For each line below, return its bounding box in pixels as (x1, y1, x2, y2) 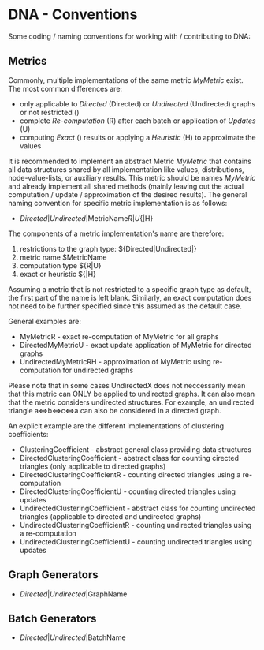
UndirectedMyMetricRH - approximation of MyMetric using (19, 357, 211, 366)
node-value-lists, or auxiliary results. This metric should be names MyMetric (8, 173, 256, 182)
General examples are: (8, 316, 81, 326)
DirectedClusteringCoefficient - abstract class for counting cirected (19, 453, 239, 462)
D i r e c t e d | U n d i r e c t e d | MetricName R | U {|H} (19, 213, 154, 222)
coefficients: (8, 429, 49, 439)
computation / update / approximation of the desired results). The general (8, 189, 247, 199)
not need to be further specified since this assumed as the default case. (8, 301, 242, 311)
